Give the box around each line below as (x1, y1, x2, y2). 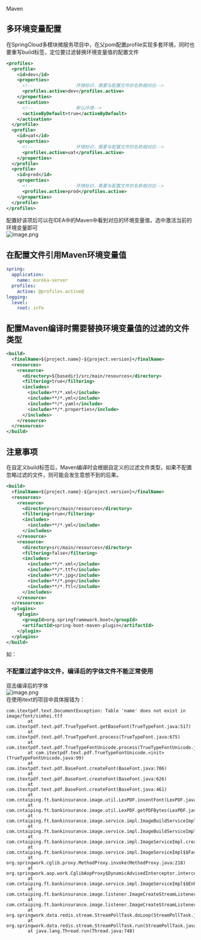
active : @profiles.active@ (17, 288, 84, 294)
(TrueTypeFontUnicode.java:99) (6, 755, 84, 761)
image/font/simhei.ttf (6, 713, 63, 719)
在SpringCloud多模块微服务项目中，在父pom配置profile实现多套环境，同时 (6, 41, 190, 48)
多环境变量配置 (6, 24, 62, 34)
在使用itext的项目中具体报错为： (6, 696, 86, 703)
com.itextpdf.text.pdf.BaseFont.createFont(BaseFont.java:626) (6, 776, 167, 782)
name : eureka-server (17, 277, 68, 283)
